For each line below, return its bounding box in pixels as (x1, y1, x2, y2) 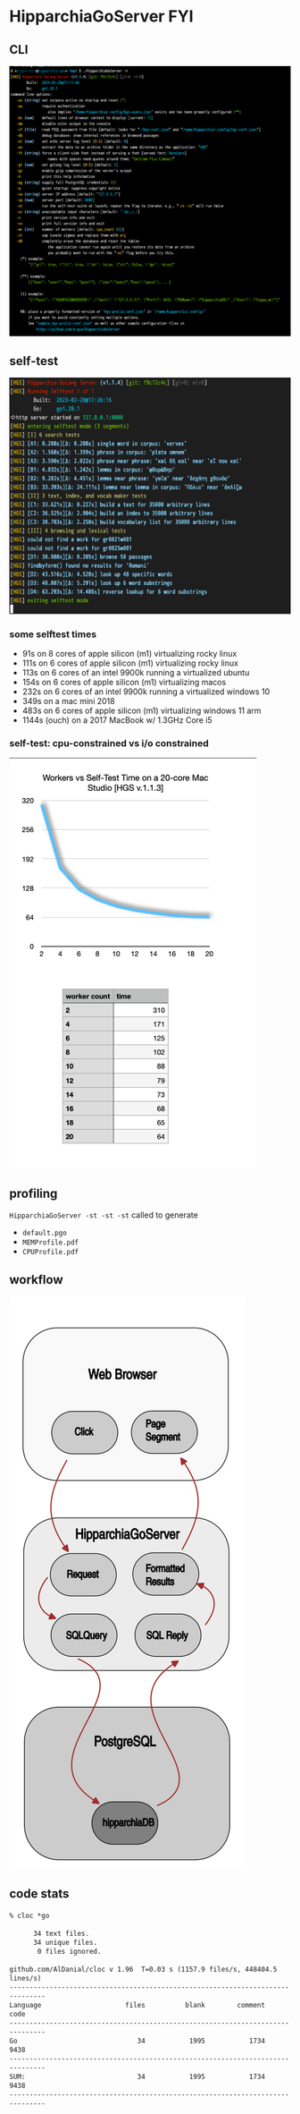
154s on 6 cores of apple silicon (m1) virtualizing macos (21, 677, 227, 688)
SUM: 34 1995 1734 (9, 2072, 266, 2081)
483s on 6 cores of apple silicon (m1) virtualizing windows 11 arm (21, 705, 262, 717)
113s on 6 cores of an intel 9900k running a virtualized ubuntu (21, 667, 250, 678)
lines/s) (9, 1974, 42, 1982)
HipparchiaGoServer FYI (9, 6, 194, 27)
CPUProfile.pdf (21, 1248, 79, 1257)
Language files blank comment (9, 2000, 266, 2009)
